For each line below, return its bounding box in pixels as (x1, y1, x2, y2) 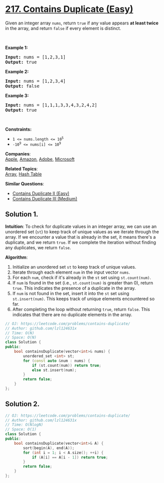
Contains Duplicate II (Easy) (12, 190, 70, 196)
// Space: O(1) (5, 427, 37, 432)
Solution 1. (5, 210, 38, 219)
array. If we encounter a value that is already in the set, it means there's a (5, 234, 156, 240)
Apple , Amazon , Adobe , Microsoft (5, 156, 75, 162)
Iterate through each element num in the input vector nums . (12, 269, 131, 275)
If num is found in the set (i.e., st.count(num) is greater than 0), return (12, 280, 154, 286)
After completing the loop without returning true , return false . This (12, 306, 151, 312)
